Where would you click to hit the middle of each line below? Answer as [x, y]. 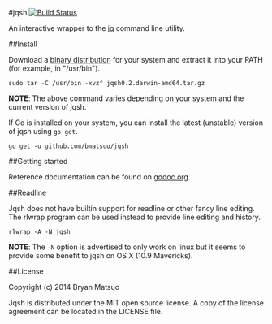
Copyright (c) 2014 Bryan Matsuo [64, 287]
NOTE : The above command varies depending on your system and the [126, 98]
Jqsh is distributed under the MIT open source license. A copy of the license [136, 303]
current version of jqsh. [47, 107]
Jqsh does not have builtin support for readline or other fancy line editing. [132, 208]
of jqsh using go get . [43, 131]
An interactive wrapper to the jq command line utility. [97, 28]
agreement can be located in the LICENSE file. [86, 311]
